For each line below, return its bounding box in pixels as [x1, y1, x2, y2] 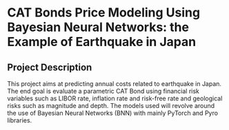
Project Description [7, 61, 92, 73]
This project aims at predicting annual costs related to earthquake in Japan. [7, 80, 222, 87]
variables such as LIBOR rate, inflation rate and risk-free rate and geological [7, 94, 223, 102]
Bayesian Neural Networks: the [7, 19, 190, 35]
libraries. [7, 116, 32, 124]
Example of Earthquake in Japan [7, 34, 197, 50]
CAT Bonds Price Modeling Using [7, 5, 201, 21]
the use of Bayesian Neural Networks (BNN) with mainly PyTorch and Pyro [7, 109, 219, 117]
